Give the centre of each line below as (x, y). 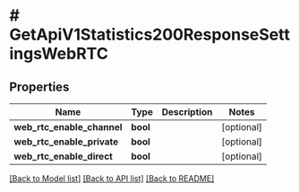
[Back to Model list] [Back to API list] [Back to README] (112, 179)
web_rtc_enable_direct (64, 156)
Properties (39, 87)
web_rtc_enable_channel (68, 127)
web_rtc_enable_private (66, 142)
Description (187, 112)
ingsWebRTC (59, 54)
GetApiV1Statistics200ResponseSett (150, 35)
